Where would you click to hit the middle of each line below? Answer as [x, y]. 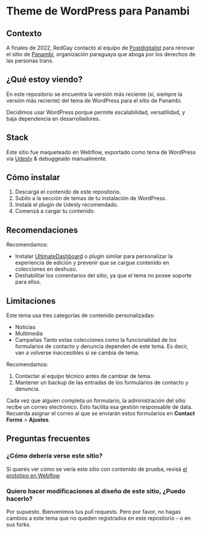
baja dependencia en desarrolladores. [53, 118]
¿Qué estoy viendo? [45, 80]
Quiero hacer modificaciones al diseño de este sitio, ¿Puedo [96, 491]
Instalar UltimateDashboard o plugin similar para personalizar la [94, 256]
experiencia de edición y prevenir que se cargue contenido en [92, 263]
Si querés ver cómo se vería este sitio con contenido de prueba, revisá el [97, 469]
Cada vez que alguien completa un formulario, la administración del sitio [96, 401]
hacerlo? [20, 499]
